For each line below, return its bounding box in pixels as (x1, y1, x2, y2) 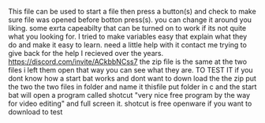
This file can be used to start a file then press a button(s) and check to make (8, 7, 256, 16)
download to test (8, 107, 63, 117)
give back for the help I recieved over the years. (8, 49, 164, 58)
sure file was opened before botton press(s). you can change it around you (8, 15, 252, 24)
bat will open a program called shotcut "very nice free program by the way (8, 91, 251, 99)
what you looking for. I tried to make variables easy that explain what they (8, 32, 248, 41)
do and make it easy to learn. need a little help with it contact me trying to (8, 40, 247, 50)
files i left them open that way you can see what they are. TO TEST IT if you (8, 65, 254, 74)
